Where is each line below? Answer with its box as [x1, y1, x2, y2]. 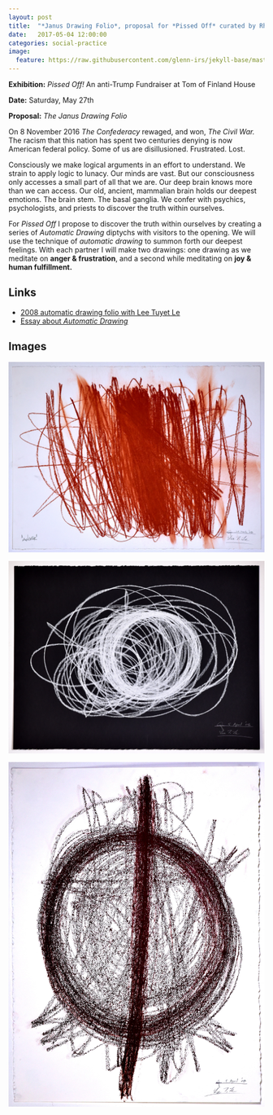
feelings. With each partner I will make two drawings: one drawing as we [8, 245, 252, 254]
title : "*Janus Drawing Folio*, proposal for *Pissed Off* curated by [8, 21, 256, 30]
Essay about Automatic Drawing [19, 316, 128, 326]
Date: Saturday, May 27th [8, 95, 94, 105]
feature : [15, 56, 45, 64]
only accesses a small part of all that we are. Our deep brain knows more [8, 178, 253, 187]
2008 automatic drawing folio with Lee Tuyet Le [19, 307, 180, 317]
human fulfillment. [8, 262, 73, 272]
